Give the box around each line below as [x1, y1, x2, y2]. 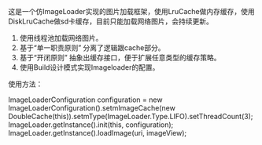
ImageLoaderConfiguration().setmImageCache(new [8, 103, 175, 112]
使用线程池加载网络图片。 [19, 34, 103, 42]
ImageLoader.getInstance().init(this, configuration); [8, 120, 174, 129]
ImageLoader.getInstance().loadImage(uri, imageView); [8, 129, 187, 137]
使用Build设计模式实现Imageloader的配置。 [19, 63, 160, 72]
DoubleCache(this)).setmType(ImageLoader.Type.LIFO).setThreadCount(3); [8, 112, 253, 121]
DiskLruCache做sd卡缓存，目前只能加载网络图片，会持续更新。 [8, 16, 214, 26]
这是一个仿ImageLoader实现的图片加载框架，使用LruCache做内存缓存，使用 [8, 7, 255, 16]
